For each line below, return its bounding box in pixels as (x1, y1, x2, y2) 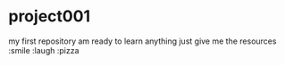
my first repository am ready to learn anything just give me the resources (8, 36, 277, 46)
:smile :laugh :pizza (8, 45, 80, 55)
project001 (8, 6, 91, 27)
